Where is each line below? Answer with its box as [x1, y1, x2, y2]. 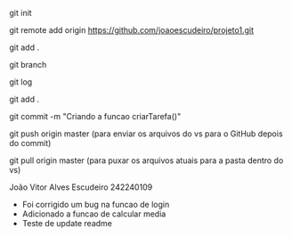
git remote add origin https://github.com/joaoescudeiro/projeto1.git [9, 25, 254, 35]
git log [9, 77, 33, 87]
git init [9, 8, 33, 18]
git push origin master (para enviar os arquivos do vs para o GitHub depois [9, 128, 283, 139]
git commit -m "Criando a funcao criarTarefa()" [9, 111, 182, 121]
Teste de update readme [21, 218, 113, 228]
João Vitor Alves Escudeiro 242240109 [9, 182, 153, 192]
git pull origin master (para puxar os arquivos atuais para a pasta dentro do [9, 155, 284, 166]
